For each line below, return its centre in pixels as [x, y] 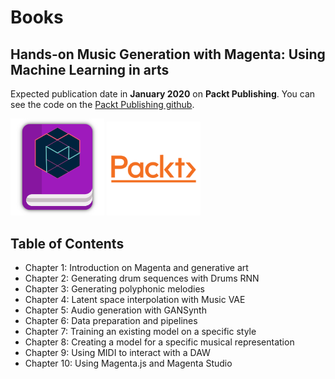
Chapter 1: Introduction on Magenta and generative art [136, 268]
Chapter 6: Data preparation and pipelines [111, 321]
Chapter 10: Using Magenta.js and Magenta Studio [128, 363]
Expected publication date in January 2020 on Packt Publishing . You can [163, 94]
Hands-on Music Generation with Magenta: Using [168, 54]
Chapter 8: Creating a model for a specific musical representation [159, 342]
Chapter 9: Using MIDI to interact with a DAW [117, 353]
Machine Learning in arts [90, 69]
